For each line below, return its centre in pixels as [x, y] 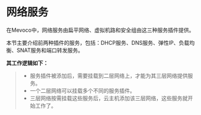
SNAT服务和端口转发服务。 [50, 50]
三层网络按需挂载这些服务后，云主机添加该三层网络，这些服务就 [109, 98]
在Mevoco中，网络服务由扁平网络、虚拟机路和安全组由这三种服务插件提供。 [100, 30]
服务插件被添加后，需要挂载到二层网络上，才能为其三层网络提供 [109, 75]
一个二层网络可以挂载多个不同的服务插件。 [82, 90]
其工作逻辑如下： [27, 63]
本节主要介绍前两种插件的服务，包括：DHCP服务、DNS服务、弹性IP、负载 [98, 43]
